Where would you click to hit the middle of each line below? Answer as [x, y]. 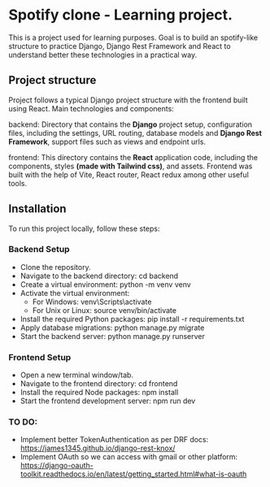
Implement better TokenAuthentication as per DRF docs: [114, 440]
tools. [18, 183]
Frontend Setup [40, 357]
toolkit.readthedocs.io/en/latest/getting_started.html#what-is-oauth [133, 474]
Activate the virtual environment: [75, 293]
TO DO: [23, 422]
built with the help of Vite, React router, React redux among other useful [129, 174]
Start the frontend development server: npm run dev [108, 401]
